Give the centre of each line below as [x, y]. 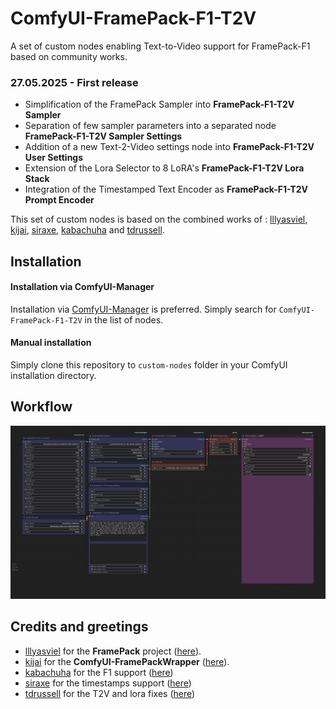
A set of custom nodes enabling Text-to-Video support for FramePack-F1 [160, 46]
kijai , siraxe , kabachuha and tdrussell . [87, 230]
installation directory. [53, 376]
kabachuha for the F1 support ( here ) [99, 672]
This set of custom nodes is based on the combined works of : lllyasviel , [159, 219]
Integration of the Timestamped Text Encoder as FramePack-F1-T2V [166, 189]
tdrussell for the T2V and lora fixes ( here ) [110, 693]
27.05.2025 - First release [74, 82]
